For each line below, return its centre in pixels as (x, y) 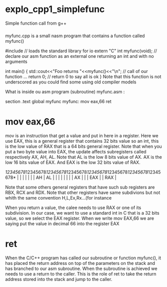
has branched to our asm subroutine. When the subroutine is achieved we (81, 268)
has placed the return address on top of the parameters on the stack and (80, 263)
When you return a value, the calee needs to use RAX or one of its (73, 208)
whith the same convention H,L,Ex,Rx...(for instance (58, 198)
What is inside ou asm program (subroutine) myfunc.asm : (65, 91)
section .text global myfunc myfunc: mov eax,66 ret (58, 101)
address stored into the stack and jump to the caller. (59, 279)
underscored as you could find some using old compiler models (71, 82)
